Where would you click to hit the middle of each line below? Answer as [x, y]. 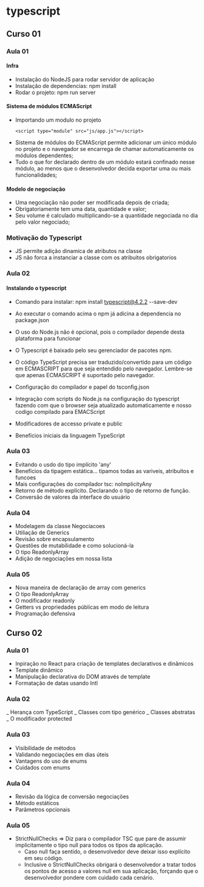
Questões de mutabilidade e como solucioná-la [74, 546]
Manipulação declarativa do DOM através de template [83, 677]
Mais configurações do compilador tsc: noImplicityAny [83, 484]
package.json [32, 320]
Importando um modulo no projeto [58, 120]
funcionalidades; [36, 175]
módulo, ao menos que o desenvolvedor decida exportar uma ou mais [103, 168]
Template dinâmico [39, 670]
